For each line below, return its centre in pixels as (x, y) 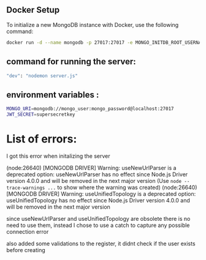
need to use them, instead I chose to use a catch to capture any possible (98, 225)
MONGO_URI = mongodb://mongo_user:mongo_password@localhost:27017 (90, 109)
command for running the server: (71, 61)
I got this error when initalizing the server (58, 156)
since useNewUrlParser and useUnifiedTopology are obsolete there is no (98, 218)
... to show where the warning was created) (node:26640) (122, 187)
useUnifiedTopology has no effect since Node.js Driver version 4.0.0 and (98, 200)
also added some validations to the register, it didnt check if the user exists (101, 243)
